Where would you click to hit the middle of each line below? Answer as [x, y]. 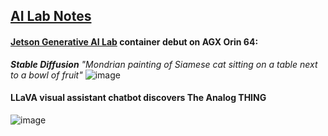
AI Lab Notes [51, 16]
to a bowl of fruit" [46, 75]
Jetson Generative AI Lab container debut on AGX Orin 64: [134, 41]
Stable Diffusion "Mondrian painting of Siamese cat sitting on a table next [164, 64]
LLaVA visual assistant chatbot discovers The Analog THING [138, 98]
